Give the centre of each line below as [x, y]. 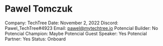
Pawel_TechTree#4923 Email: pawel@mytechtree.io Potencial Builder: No [81, 28]
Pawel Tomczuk [39, 9]
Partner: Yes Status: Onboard [35, 39]
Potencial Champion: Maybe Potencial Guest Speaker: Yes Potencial [76, 33]
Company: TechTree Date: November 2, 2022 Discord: [62, 23]
